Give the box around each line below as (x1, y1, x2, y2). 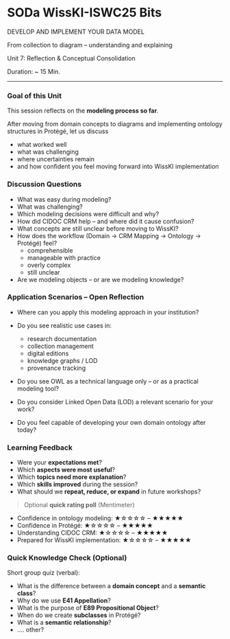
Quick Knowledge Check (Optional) (7, 553, 127, 563)
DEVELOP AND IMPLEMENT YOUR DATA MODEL (7, 27, 145, 36)
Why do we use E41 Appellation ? (16, 596, 111, 605)
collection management (27, 342, 94, 350)
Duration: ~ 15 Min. (7, 67, 60, 75)
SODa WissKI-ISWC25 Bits (7, 5, 162, 21)
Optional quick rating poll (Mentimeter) (23, 501, 135, 509)
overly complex (27, 261, 71, 269)
